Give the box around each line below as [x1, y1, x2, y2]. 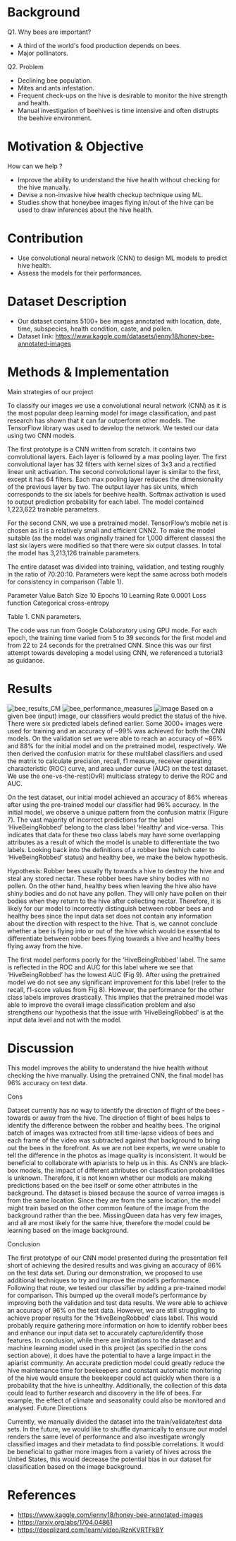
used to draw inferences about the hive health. [17, 206, 154, 214]
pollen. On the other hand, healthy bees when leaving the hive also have [7, 881, 217, 890]
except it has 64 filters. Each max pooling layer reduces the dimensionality [7, 475, 223, 483]
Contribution [7, 230, 84, 247]
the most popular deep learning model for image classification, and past [7, 408, 216, 417]
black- [210, 1158, 229, 1167]
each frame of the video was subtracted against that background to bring [7, 1135, 221, 1145]
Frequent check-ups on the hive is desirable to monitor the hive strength [17, 91, 228, 100]
